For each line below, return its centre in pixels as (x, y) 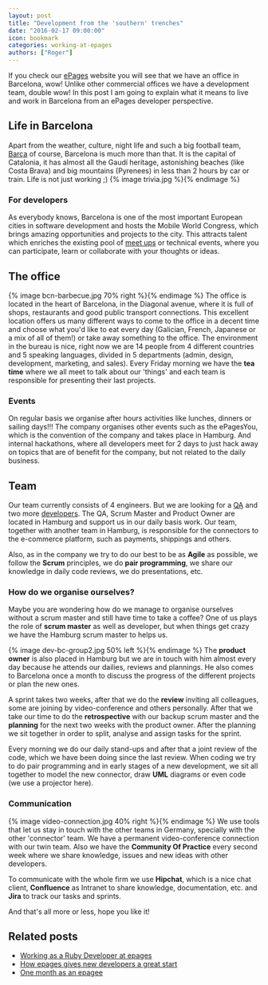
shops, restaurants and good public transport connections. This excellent (128, 312)
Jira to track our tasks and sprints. (65, 896)
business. (24, 461)
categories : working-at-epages (60, 45)
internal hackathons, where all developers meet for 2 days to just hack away (134, 444)
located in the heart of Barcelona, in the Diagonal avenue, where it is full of (131, 303)
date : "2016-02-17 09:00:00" (57, 30)
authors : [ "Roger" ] (41, 53)
